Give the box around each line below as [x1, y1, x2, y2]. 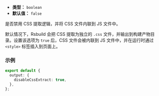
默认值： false [12, 10, 42, 16]
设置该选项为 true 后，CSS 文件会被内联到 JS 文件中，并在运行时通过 [13, 37, 154, 43]
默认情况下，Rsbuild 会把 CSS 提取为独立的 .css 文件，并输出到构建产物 [5, 31, 151, 37]
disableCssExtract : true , [14, 77, 67, 82]
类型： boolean [12, 4, 42, 10]
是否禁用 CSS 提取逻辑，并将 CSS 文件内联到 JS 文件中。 [5, 21, 121, 26]
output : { [9, 73, 29, 78]
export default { [5, 68, 41, 73]
